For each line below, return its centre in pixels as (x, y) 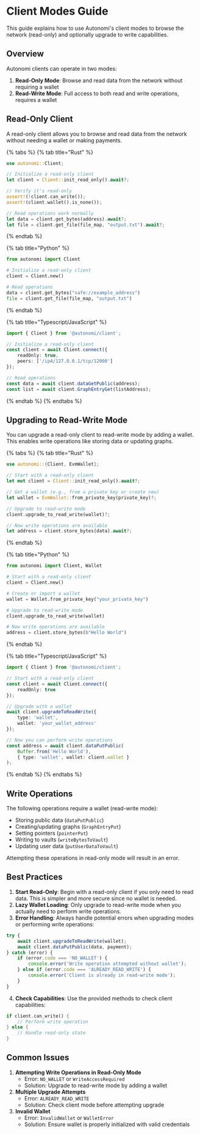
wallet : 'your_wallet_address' (57, 724)
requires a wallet (36, 100)
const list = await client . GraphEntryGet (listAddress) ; (79, 389)
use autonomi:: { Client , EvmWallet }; (53, 464)
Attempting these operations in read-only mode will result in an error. (93, 858)
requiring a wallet (37, 87)
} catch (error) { (30, 953)
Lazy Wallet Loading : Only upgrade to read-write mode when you (98, 904)
